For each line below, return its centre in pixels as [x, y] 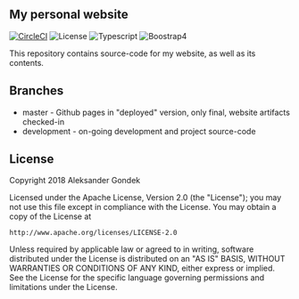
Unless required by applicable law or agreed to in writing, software [132, 249]
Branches [37, 91]
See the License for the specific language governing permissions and [137, 278]
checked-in [43, 121]
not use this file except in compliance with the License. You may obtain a [143, 207]
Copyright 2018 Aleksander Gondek [75, 181]
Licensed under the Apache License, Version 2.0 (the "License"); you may [145, 198]
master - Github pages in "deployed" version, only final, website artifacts [156, 112]
